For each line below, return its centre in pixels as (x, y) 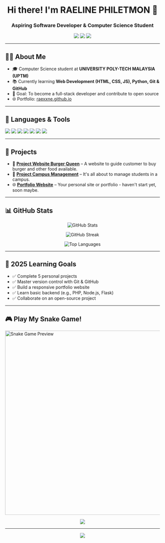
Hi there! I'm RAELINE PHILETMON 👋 (82, 10)
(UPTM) (20, 76)
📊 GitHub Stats (29, 211)
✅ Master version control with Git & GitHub (55, 282)
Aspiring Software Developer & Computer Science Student (82, 26)
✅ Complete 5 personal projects (45, 276)
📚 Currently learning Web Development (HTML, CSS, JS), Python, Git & (86, 82)
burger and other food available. (45, 169)
